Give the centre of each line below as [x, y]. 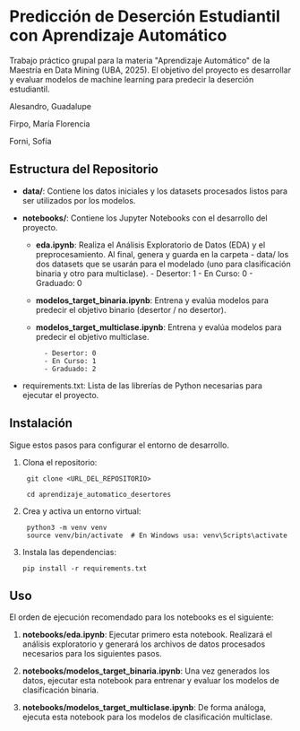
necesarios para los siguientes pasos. [92, 654]
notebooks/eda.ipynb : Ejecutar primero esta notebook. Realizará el [147, 635]
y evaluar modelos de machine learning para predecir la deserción [132, 79]
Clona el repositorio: [60, 462]
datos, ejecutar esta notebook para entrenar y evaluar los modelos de [151, 681]
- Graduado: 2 [70, 369]
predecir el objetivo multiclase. [92, 336]
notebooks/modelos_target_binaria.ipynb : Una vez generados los [146, 671]
